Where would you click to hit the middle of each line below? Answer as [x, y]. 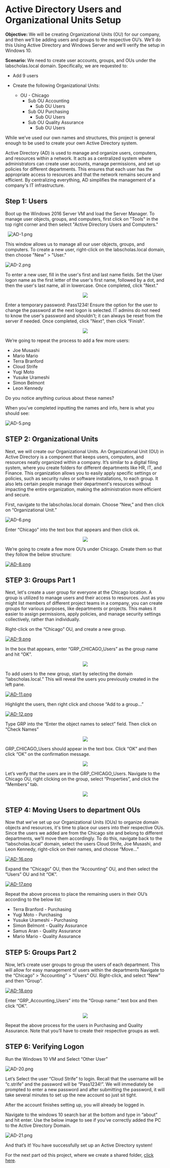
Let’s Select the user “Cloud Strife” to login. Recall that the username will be [84, 1078]
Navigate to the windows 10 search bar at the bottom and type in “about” [81, 1115]
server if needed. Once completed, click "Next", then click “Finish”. [75, 321]
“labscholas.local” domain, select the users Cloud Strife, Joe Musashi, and [83, 844]
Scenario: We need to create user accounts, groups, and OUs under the [81, 60]
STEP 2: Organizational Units [52, 439]
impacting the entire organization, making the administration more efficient [83, 489]
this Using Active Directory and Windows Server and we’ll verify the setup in [85, 45]
